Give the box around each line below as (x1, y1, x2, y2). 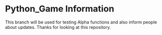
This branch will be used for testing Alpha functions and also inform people (5, 19, 157, 25)
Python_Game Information (5, 3, 114, 14)
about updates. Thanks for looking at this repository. (5, 24, 111, 30)
